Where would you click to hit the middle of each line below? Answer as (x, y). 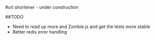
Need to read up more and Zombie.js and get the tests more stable (81, 26)
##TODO (14, 17)
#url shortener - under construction (42, 7)
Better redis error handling (40, 32)
